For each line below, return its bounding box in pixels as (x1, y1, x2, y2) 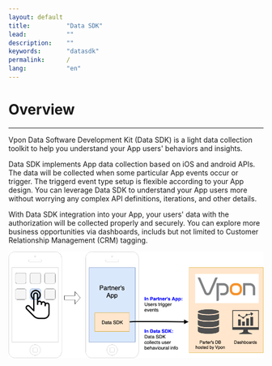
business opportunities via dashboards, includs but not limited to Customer (8, 226, 259, 236)
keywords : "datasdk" (8, 47, 100, 56)
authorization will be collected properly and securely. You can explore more (8, 217, 261, 227)
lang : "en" (8, 65, 82, 73)
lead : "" (8, 30, 74, 38)
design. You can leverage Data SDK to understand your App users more (8, 185, 248, 195)
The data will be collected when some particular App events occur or (8, 167, 239, 178)
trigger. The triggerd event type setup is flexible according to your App (8, 176, 244, 186)
